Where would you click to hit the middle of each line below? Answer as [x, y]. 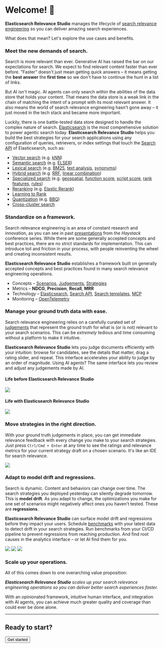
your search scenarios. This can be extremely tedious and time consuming [80, 332]
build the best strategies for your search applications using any [68, 138]
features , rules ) [27, 184]
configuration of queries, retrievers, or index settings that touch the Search [81, 143]
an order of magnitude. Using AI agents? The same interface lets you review [82, 363]
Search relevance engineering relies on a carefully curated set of [70, 322]
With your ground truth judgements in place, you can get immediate [73, 435]
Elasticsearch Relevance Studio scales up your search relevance [72, 582]
